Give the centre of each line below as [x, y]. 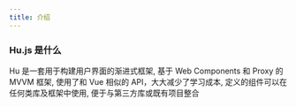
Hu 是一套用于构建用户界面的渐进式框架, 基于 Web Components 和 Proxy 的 [147, 71]
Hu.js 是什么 [35, 50]
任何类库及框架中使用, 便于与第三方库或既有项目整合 [104, 93]
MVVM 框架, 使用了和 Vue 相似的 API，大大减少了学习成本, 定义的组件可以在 [148, 81]
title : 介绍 [30, 17]
